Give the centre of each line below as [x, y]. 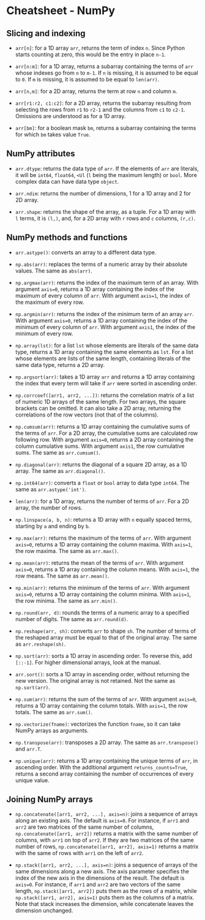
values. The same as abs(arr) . [54, 271]
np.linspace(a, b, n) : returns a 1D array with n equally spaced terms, [103, 519]
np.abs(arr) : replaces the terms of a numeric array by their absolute [101, 264]
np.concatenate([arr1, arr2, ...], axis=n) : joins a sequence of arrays [106, 814]
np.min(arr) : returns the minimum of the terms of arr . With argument [102, 587]
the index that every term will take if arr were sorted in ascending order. [106, 383]
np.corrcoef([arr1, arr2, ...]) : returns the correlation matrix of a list [105, 395]
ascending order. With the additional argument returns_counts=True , [101, 767]
